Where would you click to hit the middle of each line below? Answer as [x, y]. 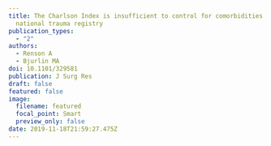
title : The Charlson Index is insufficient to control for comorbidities [136, 16]
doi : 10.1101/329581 [43, 69]
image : [19, 99]
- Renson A [34, 54]
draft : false [30, 84]
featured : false [36, 91]
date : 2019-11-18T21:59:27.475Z [63, 129]
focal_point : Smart [49, 114]
